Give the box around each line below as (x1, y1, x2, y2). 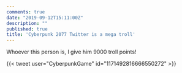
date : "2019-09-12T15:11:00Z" (6, 15, 84, 21)
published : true (6, 26, 48, 32)
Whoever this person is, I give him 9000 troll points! (6, 48, 137, 55)
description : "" (6, 20, 48, 26)
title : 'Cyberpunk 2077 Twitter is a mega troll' (6, 32, 136, 38)
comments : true (6, 9, 45, 15)
